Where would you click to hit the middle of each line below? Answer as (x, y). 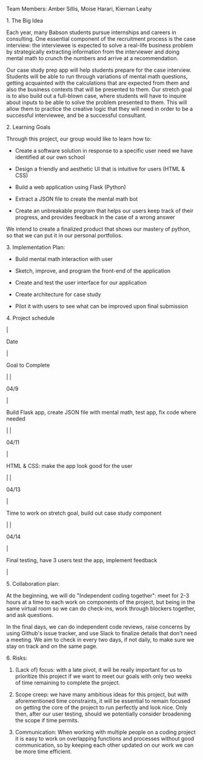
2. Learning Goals (28, 127)
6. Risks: (17, 658)
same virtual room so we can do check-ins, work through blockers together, (101, 608)
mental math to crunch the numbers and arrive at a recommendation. (92, 58)
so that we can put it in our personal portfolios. (65, 235)
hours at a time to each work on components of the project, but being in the (101, 602)
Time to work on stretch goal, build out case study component (84, 513)
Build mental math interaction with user (64, 259)
